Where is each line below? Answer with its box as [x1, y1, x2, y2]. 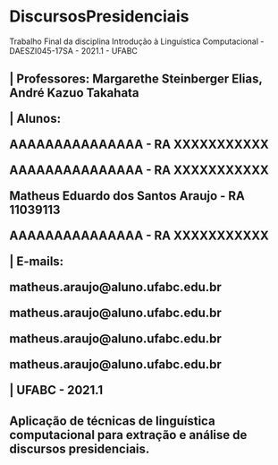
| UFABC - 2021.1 [9, 383, 104, 398]
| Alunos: [9, 111, 61, 126]
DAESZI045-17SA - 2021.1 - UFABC [9, 45, 139, 56]
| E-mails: [9, 254, 64, 270]
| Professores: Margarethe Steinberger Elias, [9, 72, 263, 87]
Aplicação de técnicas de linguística [9, 413, 216, 428]
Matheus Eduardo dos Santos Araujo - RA [9, 188, 246, 203]
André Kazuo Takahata [9, 85, 140, 100]
